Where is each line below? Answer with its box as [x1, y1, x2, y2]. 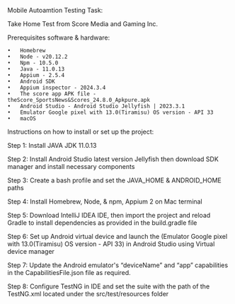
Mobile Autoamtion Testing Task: [7, 6, 103, 14]
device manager [7, 247, 55, 255]
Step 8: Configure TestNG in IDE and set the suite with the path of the [7, 282, 210, 291]
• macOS [7, 115, 37, 122]
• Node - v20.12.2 [7, 53, 69, 60]
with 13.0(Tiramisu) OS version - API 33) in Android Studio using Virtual [7, 240, 215, 248]
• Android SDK [7, 78, 55, 85]
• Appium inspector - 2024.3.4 [7, 84, 106, 91]
